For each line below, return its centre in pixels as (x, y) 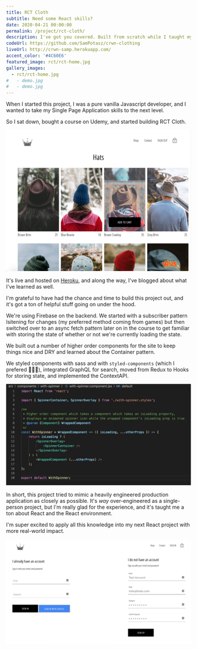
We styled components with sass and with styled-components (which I (90, 363)
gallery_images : (26, 68)
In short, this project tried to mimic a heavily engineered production (87, 495)
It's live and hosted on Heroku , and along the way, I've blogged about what (96, 280)
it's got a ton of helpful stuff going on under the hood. (71, 304)
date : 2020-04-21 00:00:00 (39, 25)
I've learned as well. (30, 286)
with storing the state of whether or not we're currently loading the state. (94, 334)
